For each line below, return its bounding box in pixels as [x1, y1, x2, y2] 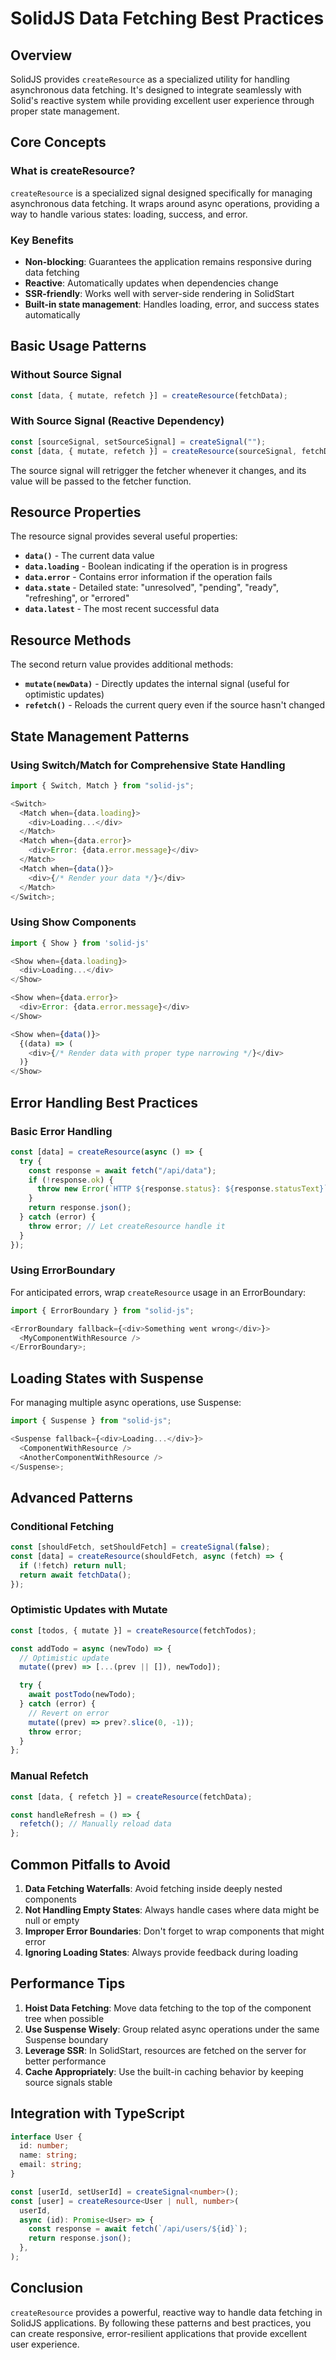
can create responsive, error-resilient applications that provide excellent [10, 2327, 308, 2339]
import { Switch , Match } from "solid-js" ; [10, 780, 195, 791]
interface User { [10, 2132, 83, 2142]
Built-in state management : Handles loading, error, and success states [24, 298, 320, 310]
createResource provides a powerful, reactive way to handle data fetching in [10, 2306, 323, 2318]
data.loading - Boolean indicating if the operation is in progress [24, 560, 288, 572]
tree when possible [24, 2012, 105, 2024]
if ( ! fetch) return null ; [19, 1560, 128, 1571]
